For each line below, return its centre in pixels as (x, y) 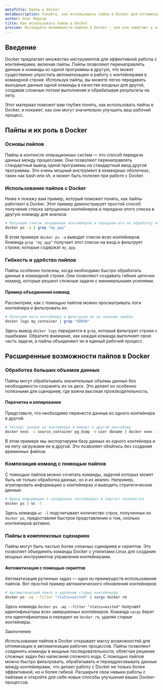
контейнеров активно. (28, 523)
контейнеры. (18, 622)
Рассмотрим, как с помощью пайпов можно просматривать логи (73, 303)
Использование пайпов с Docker (46, 188)
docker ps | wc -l (24, 503)
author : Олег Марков (26, 18)
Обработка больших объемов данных (52, 370)
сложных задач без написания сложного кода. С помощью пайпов (74, 656)
